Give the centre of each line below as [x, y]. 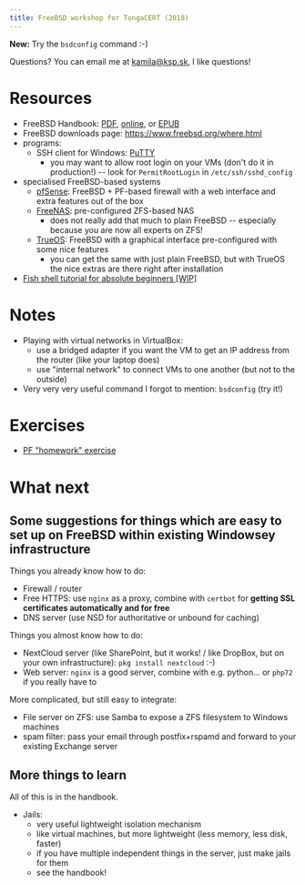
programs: [42, 143]
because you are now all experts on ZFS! [126, 229]
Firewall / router [52, 589]
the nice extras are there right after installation [137, 269]
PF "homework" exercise [69, 451]
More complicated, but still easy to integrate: [93, 700]
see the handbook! [71, 873]
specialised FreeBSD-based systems [91, 181]
